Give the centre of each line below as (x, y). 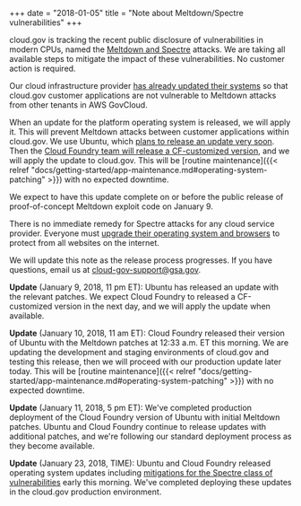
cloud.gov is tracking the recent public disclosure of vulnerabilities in (137, 40)
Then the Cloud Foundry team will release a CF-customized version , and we (150, 151)
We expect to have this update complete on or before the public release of (146, 197)
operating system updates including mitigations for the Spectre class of (141, 473)
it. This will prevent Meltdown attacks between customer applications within (149, 132)
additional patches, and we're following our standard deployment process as (150, 436)
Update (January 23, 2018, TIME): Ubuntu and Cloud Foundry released (140, 463)
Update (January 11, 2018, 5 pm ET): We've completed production (131, 408)
